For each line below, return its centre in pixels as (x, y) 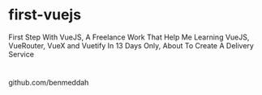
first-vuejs (45, 15)
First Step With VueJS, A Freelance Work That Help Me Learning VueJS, (129, 37)
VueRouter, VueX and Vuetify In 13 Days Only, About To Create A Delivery (131, 45)
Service (21, 54)
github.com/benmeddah (49, 83)
